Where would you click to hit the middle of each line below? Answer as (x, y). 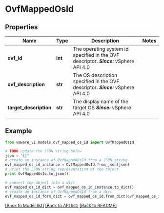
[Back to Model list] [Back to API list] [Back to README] (61, 206)
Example (19, 131)
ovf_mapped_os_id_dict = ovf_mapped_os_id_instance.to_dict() (70, 187)
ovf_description (26, 84)
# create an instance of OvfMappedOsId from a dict (59, 192)
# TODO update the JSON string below (43, 151)
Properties (21, 27)
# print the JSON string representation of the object (62, 170)
